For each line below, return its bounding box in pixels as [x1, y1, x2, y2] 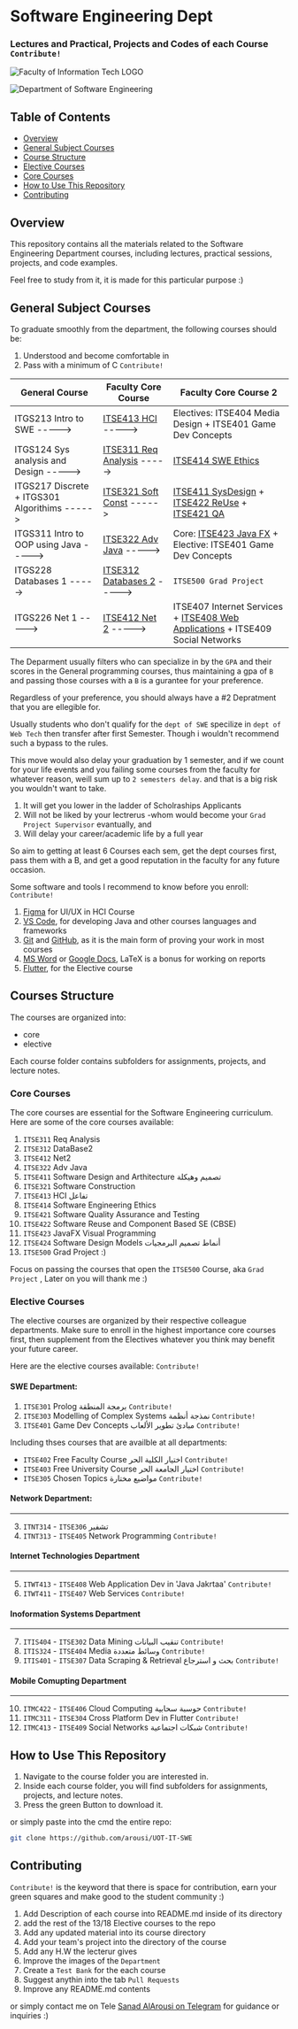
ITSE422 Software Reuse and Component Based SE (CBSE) [22, 1219, 237, 1230]
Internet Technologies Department [10, 1551, 141, 1562]
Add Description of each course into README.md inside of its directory [22, 1908, 283, 1918]
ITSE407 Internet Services [172, 600, 284, 613]
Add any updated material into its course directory [22, 1927, 206, 1938]
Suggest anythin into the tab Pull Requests [22, 1974, 180, 1985]
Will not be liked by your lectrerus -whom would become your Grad [22, 809, 266, 820]
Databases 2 [103, 575, 156, 587]
